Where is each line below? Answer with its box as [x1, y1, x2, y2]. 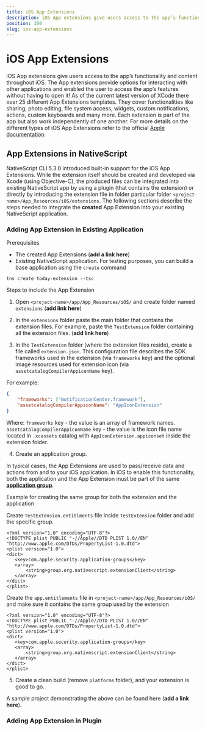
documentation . [6, 131, 46, 138]
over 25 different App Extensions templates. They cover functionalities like [6, 98, 193, 106]
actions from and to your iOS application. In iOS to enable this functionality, [6, 468, 195, 476]
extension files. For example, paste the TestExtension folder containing [15, 323, 194, 330]
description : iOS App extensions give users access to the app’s [6, 15, 176, 21]
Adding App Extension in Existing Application [6, 225, 144, 234]
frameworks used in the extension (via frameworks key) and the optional [15, 355, 195, 362]
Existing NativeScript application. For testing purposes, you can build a [15, 257, 193, 265]
